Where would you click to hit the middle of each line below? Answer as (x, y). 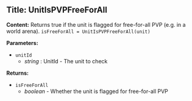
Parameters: (22, 43)
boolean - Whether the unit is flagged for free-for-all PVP (96, 91)
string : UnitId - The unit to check (66, 61)
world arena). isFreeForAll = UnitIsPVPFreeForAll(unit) (78, 31)
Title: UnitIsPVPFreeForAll (57, 10)
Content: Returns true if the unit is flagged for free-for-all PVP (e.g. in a (96, 24)
